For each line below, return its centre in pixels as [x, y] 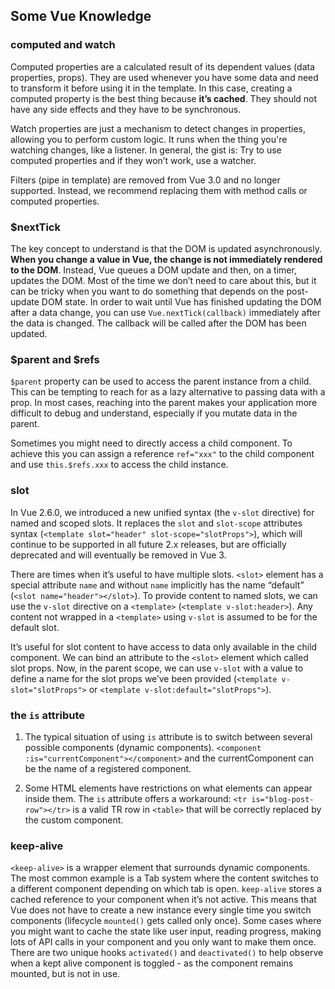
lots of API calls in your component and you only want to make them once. [163, 942]
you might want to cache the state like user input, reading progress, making [166, 931]
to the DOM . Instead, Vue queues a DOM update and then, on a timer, [153, 270]
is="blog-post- [283, 799]
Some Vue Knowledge [81, 16]
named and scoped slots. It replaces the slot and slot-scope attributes [156, 523]
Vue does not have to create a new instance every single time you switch [161, 910]
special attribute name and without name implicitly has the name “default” [157, 585]
